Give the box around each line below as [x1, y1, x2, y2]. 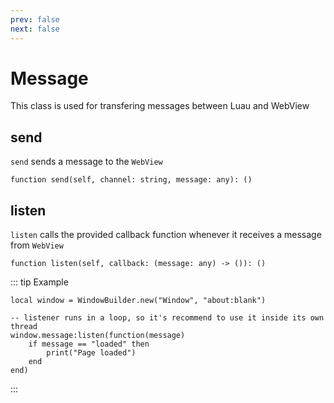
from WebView [10, 239, 64, 251]
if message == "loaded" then [28, 339, 150, 350]
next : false [10, 24, 60, 34]
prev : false [10, 14, 60, 25]
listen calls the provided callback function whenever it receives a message [10, 229, 322, 241]
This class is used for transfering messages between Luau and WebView [10, 100, 310, 112]
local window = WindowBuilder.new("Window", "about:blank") [10, 296, 267, 306]
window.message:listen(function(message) [10, 331, 186, 341]
